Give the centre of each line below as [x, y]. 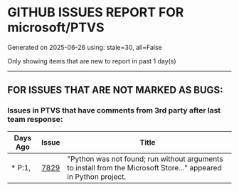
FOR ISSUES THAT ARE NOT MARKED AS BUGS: [115, 90]
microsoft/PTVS [56, 27]
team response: [35, 120]
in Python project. [97, 177]
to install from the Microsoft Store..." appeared [144, 167]
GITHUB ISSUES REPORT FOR [96, 12]
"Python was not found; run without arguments [145, 159]
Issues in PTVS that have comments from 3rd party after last [114, 110]
